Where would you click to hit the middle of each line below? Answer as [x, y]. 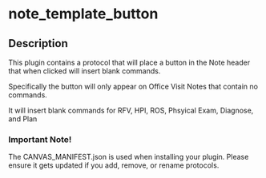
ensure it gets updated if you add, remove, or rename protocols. [114, 165]
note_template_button [83, 14]
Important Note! [40, 139]
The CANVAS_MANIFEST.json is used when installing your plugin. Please [129, 157]
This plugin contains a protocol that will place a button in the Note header [129, 62]
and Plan [23, 119]
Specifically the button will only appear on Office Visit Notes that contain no [133, 86]
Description [38, 44]
